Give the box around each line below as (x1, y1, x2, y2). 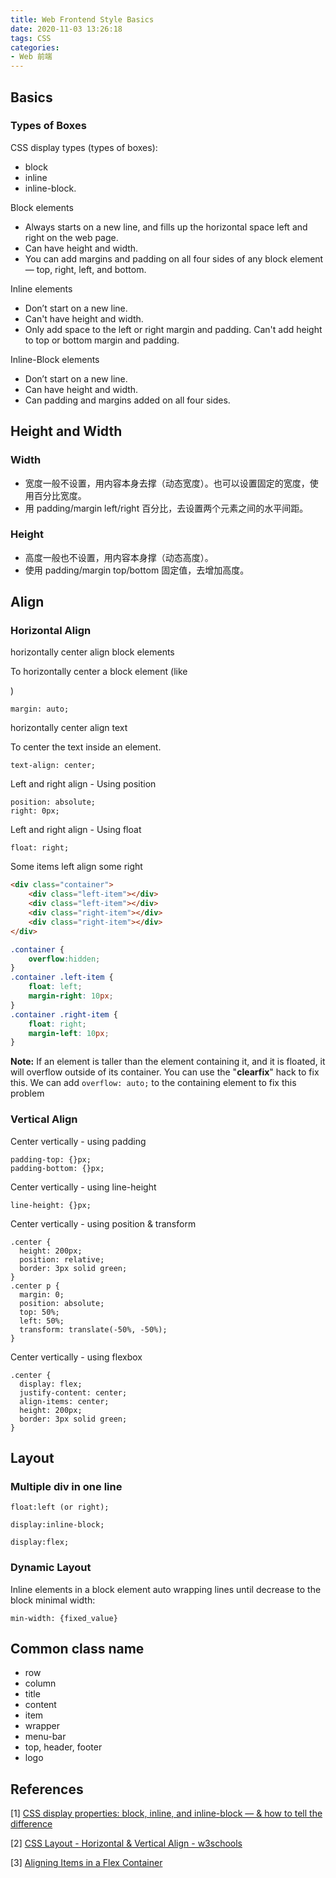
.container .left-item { (10, 972, 114, 983)
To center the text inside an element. (10, 741, 162, 753)
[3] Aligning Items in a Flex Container (10, 1857, 163, 1869)
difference (10, 1818, 53, 1830)
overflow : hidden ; (28, 954, 101, 964)
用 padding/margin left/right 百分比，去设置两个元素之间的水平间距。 (24, 502, 309, 514)
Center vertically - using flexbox (10, 1351, 143, 1363)
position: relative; (19, 1254, 105, 1265)
